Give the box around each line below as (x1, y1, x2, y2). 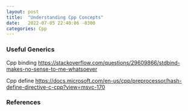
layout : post (6, 8, 39, 15)
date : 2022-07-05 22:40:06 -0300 (6, 20, 96, 26)
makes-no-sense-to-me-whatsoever (6, 65, 98, 73)
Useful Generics (6, 46, 55, 54)
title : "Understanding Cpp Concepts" (6, 14, 104, 20)
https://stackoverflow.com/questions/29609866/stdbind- (38, 59, 180, 66)
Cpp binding (6, 59, 37, 66)
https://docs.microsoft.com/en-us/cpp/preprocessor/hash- (35, 77, 182, 84)
